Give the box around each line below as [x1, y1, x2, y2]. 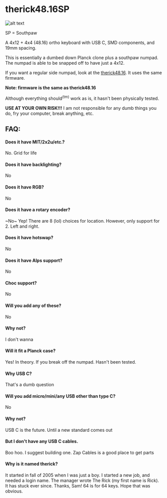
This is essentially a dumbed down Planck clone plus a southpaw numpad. [5, 54, 158, 61]
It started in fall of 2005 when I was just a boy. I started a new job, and [5, 472, 150, 478]
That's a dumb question [5, 382, 54, 388]
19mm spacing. [5, 45, 36, 51]
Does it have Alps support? [5, 257, 62, 263]
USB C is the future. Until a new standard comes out [5, 427, 112, 433]
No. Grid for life [5, 150, 37, 156]
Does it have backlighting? [5, 161, 61, 168]
